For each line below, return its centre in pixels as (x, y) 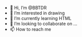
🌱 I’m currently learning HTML (41, 18)
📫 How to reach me (30, 29)
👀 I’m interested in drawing (37, 13)
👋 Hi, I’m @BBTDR (28, 8)
